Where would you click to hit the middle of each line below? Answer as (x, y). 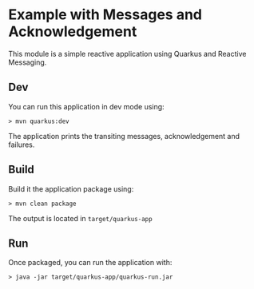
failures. (22, 144)
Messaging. (28, 62)
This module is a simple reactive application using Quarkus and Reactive (127, 53)
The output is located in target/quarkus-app (81, 218)
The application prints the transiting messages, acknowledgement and (124, 136)
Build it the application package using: (71, 188)
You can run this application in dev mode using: (87, 106)
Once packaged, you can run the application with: (90, 263)
